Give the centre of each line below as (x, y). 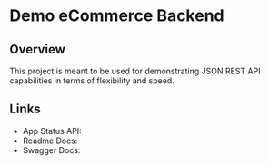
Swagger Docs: (51, 150)
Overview (38, 49)
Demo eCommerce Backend (117, 16)
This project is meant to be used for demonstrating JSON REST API (135, 71)
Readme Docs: (50, 141)
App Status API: (52, 131)
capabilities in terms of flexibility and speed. (92, 81)
